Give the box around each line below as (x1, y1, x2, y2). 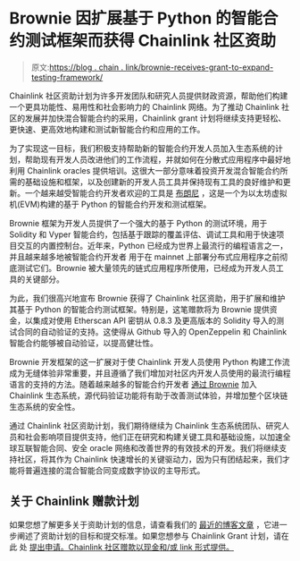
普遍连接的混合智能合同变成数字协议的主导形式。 (24, 464, 205, 475)
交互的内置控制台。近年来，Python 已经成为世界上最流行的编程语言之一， (16, 240, 288, 251)
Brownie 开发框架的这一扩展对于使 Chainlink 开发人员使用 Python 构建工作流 (9, 356, 290, 367)
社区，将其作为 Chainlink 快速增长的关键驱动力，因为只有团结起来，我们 (16, 454, 283, 464)
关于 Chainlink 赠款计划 (9, 494, 140, 509)
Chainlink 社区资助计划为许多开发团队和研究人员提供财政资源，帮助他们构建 (9, 90, 288, 101)
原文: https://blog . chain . (30, 62, 123, 72)
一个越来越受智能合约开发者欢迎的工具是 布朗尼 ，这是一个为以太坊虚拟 (24, 187, 287, 198)
